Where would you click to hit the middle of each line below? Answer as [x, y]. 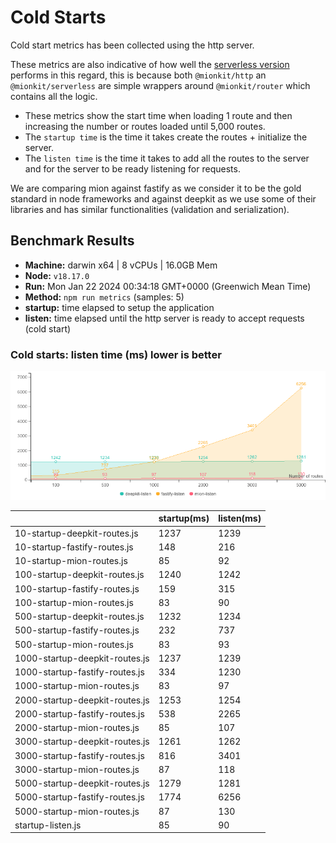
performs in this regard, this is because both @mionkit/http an [138, 75]
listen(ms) [240, 518]
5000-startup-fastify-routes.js [79, 797]
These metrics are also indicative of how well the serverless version [150, 64]
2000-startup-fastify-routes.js [79, 713]
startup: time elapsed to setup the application [119, 307]
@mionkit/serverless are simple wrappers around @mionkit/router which [160, 85]
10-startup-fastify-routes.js [74, 547]
